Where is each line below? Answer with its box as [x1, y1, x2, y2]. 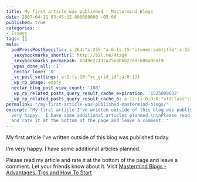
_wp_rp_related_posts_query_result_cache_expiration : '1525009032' [11, 90, 180, 96]
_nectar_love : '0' [11, 69, 57, 75]
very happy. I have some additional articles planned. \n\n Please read [11, 112, 191, 118]
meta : [6, 42, 19, 48]
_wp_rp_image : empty [11, 80, 62, 86]
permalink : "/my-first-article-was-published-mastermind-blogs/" [6, 101, 169, 107]
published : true [6, 19, 46, 25]
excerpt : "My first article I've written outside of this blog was [6, 107, 175, 113]
